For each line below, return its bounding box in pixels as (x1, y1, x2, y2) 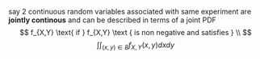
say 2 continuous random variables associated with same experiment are (8, 7, 252, 16)
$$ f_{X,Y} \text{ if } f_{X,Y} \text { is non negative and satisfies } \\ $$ (19, 28, 252, 37)
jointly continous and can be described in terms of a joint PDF (8, 15, 216, 25)
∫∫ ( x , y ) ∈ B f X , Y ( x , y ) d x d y (96, 40, 175, 51)
